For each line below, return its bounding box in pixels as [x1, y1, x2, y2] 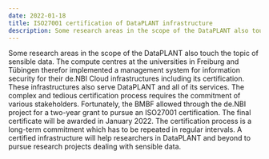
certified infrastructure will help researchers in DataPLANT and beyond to [8, 133, 251, 143]
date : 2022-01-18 [8, 11, 66, 20]
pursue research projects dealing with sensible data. [8, 141, 182, 152]
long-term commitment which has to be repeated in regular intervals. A [8, 125, 243, 134]
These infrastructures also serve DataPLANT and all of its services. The [8, 82, 245, 92]
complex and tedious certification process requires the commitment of [8, 91, 241, 101]
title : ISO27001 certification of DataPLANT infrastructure [8, 19, 214, 27]
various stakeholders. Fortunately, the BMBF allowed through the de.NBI [8, 99, 247, 109]
